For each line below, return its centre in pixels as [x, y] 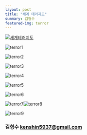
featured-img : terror [27, 23]
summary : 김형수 [20, 19]
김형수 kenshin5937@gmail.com [44, 127]
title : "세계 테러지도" [26, 14]
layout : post [18, 10]
